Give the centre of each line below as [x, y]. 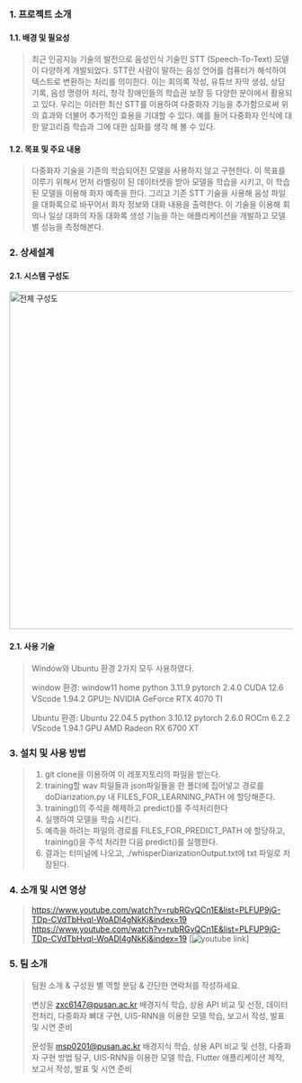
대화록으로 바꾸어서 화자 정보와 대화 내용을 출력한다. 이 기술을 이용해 [161, 205]
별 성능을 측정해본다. [67, 227]
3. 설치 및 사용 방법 [48, 752]
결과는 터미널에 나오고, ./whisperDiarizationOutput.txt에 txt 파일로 [163, 852]
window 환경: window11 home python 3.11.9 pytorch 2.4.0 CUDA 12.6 [157, 687]
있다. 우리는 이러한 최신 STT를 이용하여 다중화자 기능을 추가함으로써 [160, 105]
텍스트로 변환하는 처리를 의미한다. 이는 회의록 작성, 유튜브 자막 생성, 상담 [158, 82]
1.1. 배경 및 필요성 [40, 37]
